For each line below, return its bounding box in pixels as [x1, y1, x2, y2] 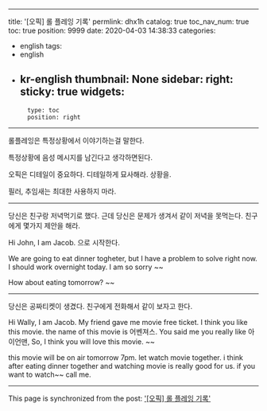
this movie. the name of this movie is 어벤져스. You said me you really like [8, 327, 246, 336]
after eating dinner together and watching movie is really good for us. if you [8, 361, 256, 370]
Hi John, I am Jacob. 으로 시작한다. [8, 237, 121, 247]
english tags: [19, 41, 62, 50]
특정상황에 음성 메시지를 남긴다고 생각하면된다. [8, 152, 153, 162]
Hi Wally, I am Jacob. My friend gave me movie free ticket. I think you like [8, 317, 248, 327]
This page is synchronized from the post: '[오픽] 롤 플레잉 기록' [8, 393, 211, 403]
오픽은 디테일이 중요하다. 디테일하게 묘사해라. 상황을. [8, 169, 172, 179]
